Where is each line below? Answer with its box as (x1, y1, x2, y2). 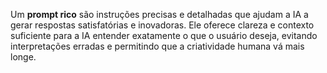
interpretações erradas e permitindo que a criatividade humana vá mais (10, 40, 305, 52)
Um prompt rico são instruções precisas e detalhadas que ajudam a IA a (10, 9, 309, 20)
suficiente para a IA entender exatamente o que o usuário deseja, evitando (10, 30, 318, 41)
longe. (10, 51, 37, 63)
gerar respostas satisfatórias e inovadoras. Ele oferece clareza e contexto (10, 19, 315, 31)
